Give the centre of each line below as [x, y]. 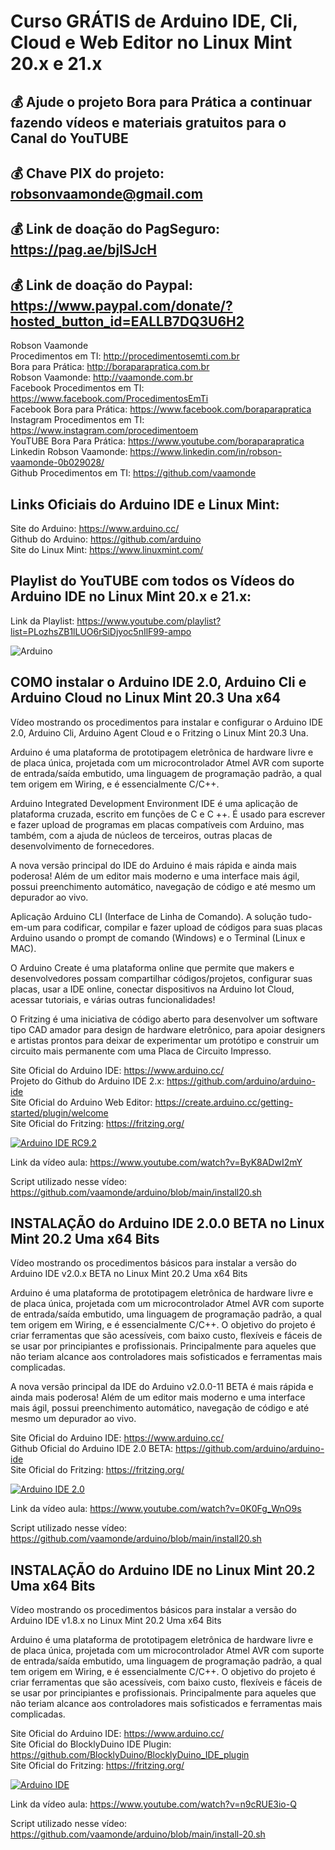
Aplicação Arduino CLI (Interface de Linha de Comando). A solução [149, 916]
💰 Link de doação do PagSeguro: [115, 229]
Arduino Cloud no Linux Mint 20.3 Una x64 [146, 698]
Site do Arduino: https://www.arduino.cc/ [95, 528]
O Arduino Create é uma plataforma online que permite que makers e [152, 967]
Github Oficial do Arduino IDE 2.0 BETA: [92, 1449]
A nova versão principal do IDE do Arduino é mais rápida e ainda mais [154, 865]
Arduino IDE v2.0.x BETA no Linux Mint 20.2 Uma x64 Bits [129, 1274]
